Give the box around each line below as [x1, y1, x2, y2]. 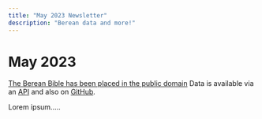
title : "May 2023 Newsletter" [8, 11, 108, 20]
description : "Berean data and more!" [8, 19, 136, 27]
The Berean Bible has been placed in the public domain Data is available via [8, 79, 254, 88]
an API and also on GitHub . [8, 87, 96, 97]
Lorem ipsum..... [8, 102, 61, 112]
